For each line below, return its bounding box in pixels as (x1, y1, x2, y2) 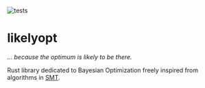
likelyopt (7, 31, 58, 46)
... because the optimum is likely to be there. (7, 53, 132, 61)
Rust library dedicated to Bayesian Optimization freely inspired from (7, 65, 199, 74)
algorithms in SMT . (7, 73, 60, 81)
